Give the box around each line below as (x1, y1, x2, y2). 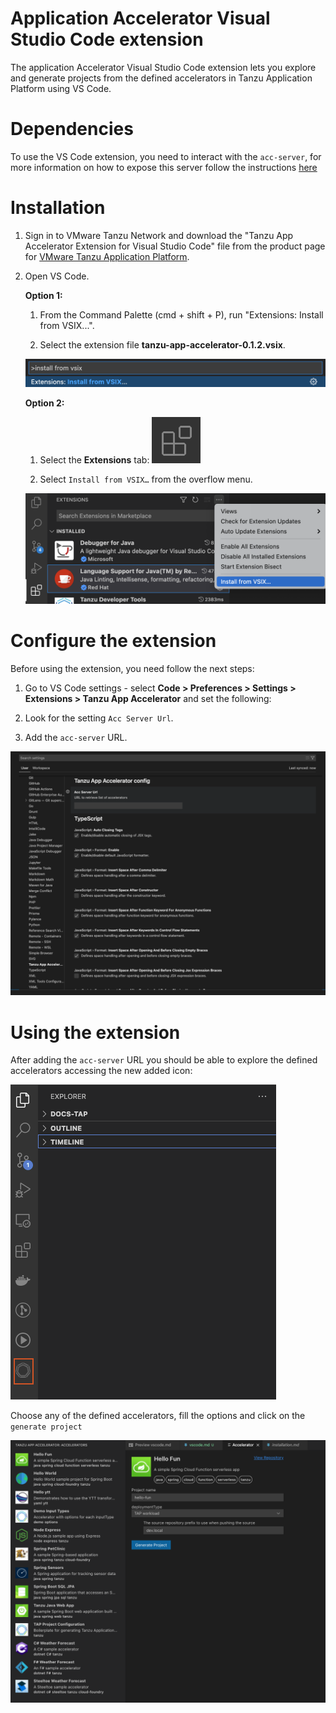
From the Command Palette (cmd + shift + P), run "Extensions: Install (39, 308, 324, 321)
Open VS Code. (24, 270, 90, 282)
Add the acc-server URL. (24, 731, 128, 743)
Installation (10, 197, 106, 219)
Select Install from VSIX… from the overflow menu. (39, 473, 253, 486)
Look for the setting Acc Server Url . (24, 712, 174, 724)
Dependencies (10, 118, 134, 141)
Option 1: (24, 289, 63, 301)
